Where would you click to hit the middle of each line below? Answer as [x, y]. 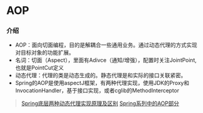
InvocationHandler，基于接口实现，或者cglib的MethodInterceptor [97, 91]
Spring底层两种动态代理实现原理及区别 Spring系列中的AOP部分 [100, 103]
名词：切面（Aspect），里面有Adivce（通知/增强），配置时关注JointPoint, [106, 60]
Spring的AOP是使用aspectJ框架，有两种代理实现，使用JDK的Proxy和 [102, 83]
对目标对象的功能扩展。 [45, 53]
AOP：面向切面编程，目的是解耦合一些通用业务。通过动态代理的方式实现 [106, 45]
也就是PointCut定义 [39, 68]
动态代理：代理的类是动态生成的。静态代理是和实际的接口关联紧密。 [101, 75]
